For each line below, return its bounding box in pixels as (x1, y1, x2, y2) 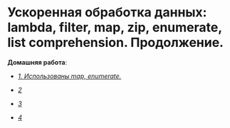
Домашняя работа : (7, 58, 68, 66)
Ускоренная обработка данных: (7, 4, 207, 21)
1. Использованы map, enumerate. (17, 72, 122, 80)
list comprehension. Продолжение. (7, 35, 224, 50)
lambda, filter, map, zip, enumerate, (7, 19, 222, 36)
